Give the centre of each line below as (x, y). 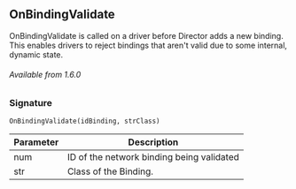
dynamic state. (36, 54)
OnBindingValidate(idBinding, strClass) (85, 121)
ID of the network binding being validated (153, 157)
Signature (31, 103)
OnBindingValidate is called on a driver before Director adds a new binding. (146, 35)
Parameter (36, 142)
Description (153, 142)
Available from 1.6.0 (45, 75)
